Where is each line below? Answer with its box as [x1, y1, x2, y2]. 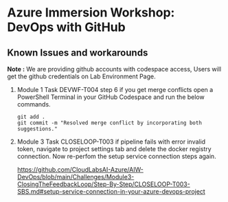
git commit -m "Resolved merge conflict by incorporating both [16, 120, 203, 126]
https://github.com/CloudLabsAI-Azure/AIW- [16, 166, 144, 173]
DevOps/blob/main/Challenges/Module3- [16, 173, 135, 181]
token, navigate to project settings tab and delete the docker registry [16, 145, 212, 153]
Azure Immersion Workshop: [7, 5, 175, 21]
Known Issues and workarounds [7, 47, 148, 58]
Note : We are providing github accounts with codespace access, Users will [7, 65, 222, 73]
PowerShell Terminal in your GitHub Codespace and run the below [16, 93, 205, 101]
